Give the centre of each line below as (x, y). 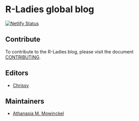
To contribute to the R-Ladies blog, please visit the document (69, 51)
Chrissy (21, 85)
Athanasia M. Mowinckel (38, 113)
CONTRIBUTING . (23, 57)
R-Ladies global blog (50, 9)
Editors (17, 73)
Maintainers (25, 101)
